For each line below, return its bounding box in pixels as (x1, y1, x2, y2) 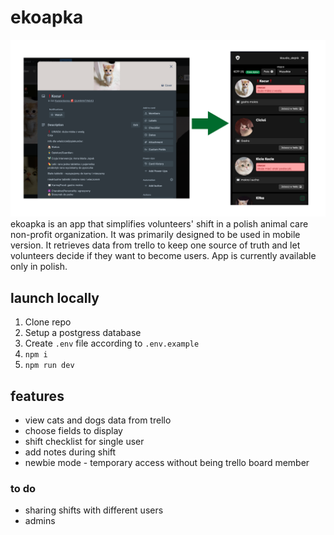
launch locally (10, 289, 100, 306)
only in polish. (10, 261, 68, 273)
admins (24, 515, 56, 527)
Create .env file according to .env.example (24, 337, 200, 350)
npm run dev (24, 361, 75, 371)
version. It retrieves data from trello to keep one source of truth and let (10, 239, 301, 251)
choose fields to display (24, 425, 123, 437)
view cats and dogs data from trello (24, 414, 172, 426)
